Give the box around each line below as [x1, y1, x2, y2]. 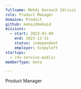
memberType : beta [5, 60, 42, 65]
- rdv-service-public [10, 54, 56, 60]
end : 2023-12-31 [14, 36, 49, 41]
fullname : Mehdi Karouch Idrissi [5, 7, 76, 13]
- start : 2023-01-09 [10, 31, 53, 36]
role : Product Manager [5, 12, 53, 17]
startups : [5, 50, 26, 55]
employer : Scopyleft [14, 45, 58, 50]
